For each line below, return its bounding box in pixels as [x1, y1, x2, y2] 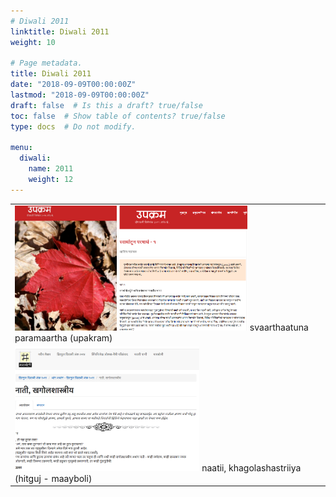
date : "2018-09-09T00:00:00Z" [10, 80, 137, 90]
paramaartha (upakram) [14, 331, 113, 344]
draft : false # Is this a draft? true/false [10, 100, 203, 110]
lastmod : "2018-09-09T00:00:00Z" [10, 90, 150, 100]
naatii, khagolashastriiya [201, 461, 302, 474]
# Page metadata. [10, 58, 83, 69]
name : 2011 [28, 164, 74, 174]
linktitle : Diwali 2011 [10, 26, 110, 37]
